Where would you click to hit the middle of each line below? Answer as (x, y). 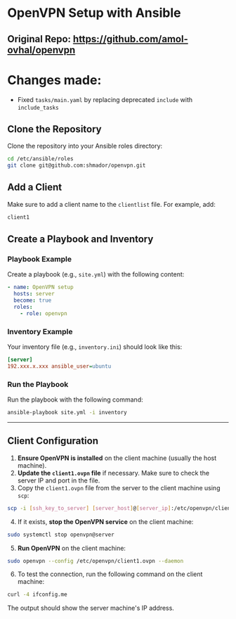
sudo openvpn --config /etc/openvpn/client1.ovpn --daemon (96, 561)
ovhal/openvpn (41, 50)
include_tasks (38, 108)
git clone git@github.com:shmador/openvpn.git (77, 166)
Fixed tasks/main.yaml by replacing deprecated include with (105, 99)
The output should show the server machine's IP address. (91, 608)
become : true (33, 300)
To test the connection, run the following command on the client (110, 574)
